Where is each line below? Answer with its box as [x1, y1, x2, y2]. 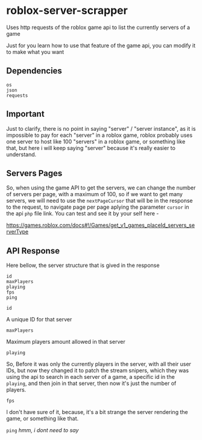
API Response [6, 246, 60, 256]
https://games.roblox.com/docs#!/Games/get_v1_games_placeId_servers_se [6, 222, 195, 229]
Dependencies [6, 66, 62, 76]
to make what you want [6, 48, 65, 55]
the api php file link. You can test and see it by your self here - [6, 210, 159, 217]
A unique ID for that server [6, 316, 72, 323]
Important [6, 109, 45, 119]
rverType [6, 228, 29, 235]
